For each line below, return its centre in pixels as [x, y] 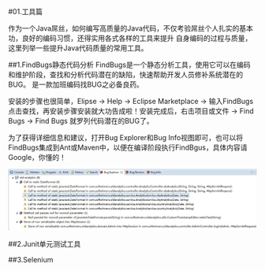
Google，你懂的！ [37, 157]
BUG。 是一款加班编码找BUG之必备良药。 [76, 84]
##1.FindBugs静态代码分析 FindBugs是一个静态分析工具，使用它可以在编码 [129, 65]
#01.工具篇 [26, 11]
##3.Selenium [31, 259]
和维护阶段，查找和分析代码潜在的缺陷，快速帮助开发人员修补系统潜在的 [125, 74]
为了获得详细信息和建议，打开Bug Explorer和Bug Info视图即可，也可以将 [126, 137]
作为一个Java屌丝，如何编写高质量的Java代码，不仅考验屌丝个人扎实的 [124, 28]
